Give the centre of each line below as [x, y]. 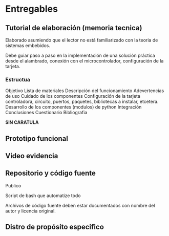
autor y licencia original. [31, 211]
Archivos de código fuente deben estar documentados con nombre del [80, 205]
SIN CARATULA [22, 122]
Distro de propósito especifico [55, 227]
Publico [13, 185]
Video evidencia [32, 156]
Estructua [18, 79]
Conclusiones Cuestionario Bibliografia [46, 113]
